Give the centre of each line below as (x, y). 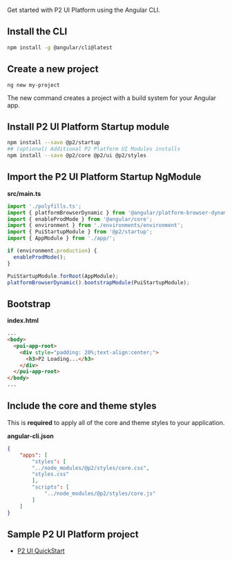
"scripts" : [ (51, 487)
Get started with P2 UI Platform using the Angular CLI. (84, 10)
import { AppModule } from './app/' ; (61, 238)
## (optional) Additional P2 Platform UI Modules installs (94, 149)
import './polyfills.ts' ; (44, 206)
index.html (23, 321)
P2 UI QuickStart (41, 551)
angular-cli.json (30, 436)
